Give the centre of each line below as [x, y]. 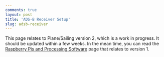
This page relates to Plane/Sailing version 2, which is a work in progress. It [82, 38]
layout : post [19, 15]
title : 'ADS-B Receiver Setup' [38, 19]
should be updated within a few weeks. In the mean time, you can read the [82, 44]
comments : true [21, 10]
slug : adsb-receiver [27, 24]
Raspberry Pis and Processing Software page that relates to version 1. [77, 49]
